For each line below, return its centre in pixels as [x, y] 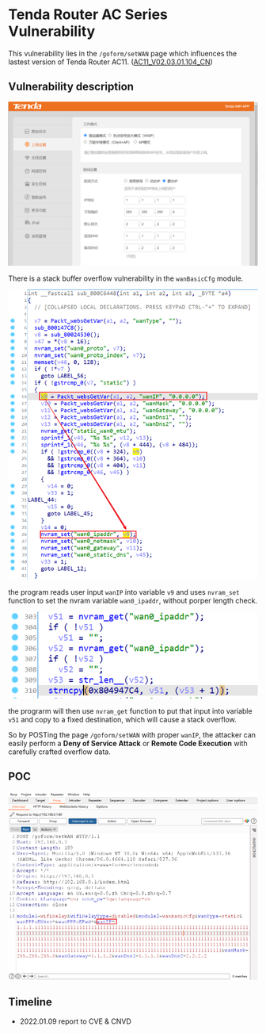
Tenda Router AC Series [88, 15]
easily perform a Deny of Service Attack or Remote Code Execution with [128, 743]
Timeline [30, 1002]
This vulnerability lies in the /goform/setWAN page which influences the [123, 53]
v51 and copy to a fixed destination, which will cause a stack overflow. [123, 719]
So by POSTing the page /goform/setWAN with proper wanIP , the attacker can [132, 734]
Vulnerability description [71, 87]
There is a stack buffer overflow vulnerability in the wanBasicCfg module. [126, 278]
